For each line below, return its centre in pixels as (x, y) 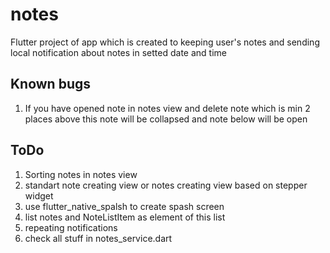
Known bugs (51, 84)
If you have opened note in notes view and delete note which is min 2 (167, 108)
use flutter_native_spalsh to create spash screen (124, 206)
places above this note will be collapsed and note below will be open (166, 119)
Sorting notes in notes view (81, 174)
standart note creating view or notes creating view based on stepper (166, 185)
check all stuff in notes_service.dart (98, 238)
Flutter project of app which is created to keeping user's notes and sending (165, 42)
